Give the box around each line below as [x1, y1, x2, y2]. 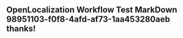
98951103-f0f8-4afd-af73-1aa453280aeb [6, 14, 170, 25]
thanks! [6, 24, 36, 34]
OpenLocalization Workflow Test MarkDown [6, 5, 178, 15]
